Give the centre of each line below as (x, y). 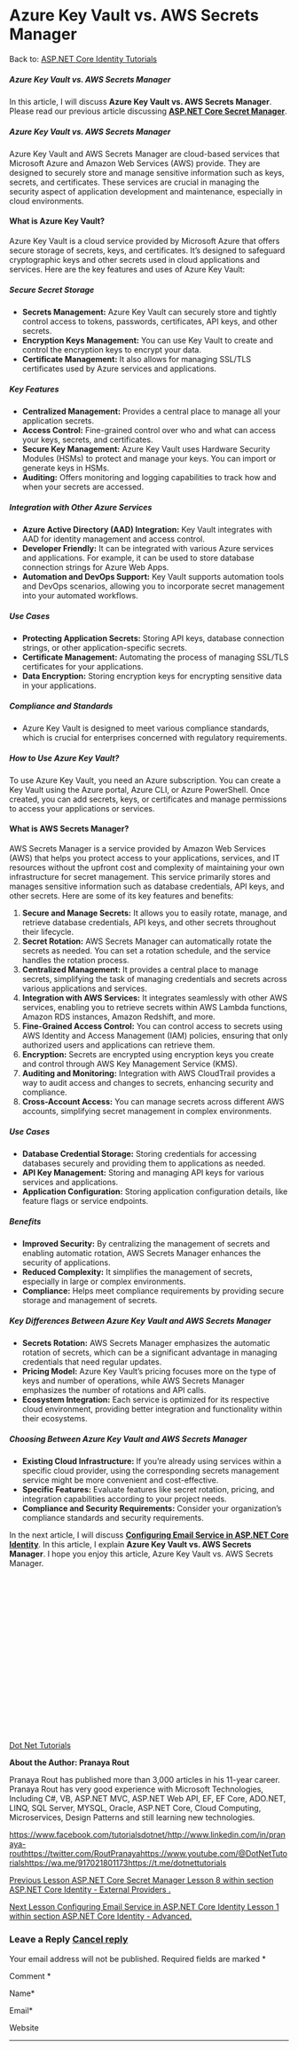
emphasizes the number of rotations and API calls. (114, 1390)
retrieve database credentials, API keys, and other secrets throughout (149, 922)
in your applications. (59, 685)
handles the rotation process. (76, 961)
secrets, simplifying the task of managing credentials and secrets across (154, 979)
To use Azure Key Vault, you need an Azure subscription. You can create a (145, 780)
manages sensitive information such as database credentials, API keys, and (147, 886)
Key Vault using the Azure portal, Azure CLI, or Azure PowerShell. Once (140, 789)
